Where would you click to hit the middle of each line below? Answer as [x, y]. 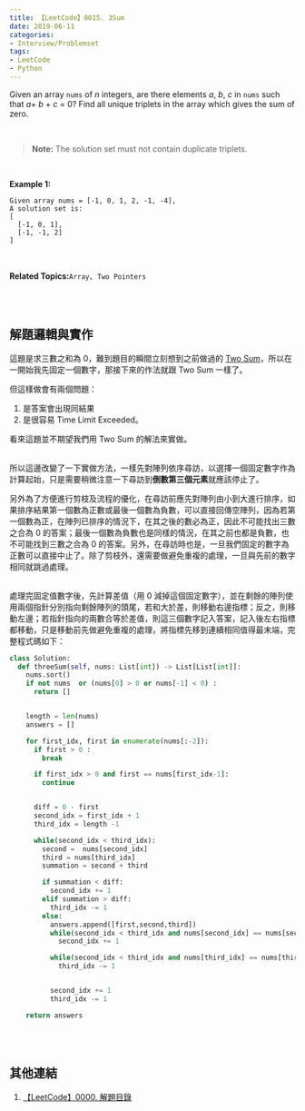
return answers [54, 1015]
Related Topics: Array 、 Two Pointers [78, 276]
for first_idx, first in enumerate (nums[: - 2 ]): [117, 741]
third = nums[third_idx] [89, 858]
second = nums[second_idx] [95, 849]
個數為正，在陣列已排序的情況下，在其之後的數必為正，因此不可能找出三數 [156, 521]
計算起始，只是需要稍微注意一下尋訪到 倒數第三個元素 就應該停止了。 [137, 479]
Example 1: [30, 184]
